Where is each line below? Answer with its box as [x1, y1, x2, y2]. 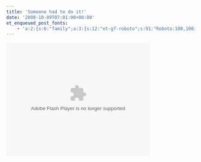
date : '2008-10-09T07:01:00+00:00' [6, 14, 95, 20]
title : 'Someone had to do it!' [6, 8, 87, 15]
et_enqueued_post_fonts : [6, 20, 68, 26]
